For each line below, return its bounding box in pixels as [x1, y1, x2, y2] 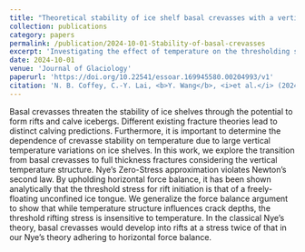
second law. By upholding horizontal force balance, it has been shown [9, 174, 272, 185]
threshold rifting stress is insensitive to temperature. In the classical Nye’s [9, 212, 285, 223]
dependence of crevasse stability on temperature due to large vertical [9, 135, 271, 146]
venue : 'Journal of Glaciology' [9, 65, 132, 74]
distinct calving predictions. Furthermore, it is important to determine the [9, 125, 281, 136]
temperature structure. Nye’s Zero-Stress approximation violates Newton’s [9, 164, 287, 175]
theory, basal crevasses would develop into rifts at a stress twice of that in [9, 222, 288, 233]
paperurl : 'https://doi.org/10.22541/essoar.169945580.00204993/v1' [9, 73, 274, 82]
